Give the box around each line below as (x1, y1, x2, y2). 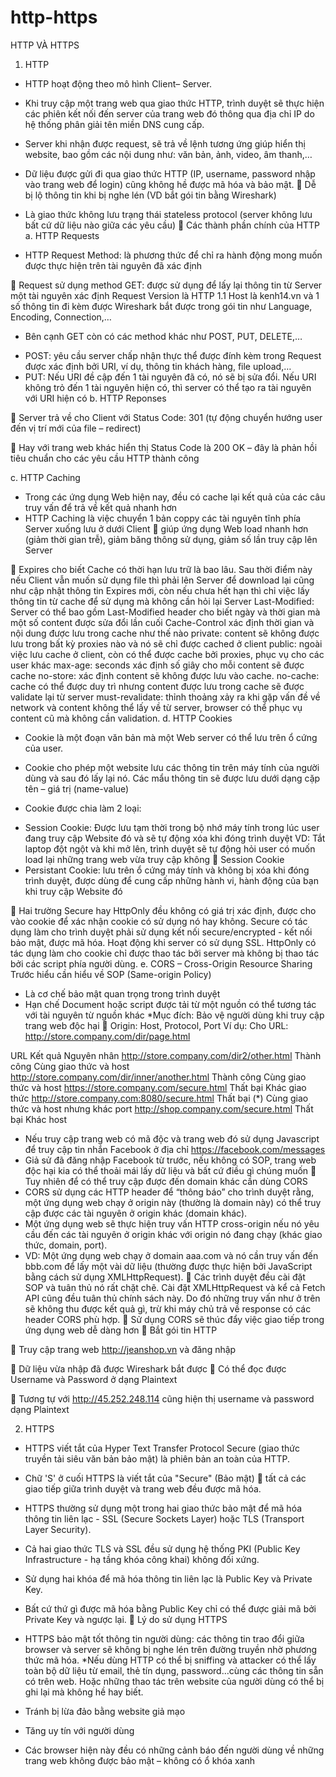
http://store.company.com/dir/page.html (24, 1030, 191, 1042)
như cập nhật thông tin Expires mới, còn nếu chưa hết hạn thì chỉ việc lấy (10, 584, 310, 596)
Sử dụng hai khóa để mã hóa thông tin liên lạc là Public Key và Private (24, 1572, 313, 1585)
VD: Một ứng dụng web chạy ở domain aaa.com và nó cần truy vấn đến (24, 1249, 319, 1261)
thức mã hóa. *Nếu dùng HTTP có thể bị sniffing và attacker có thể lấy (24, 1654, 317, 1666)
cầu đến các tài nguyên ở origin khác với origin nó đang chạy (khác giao (24, 1228, 323, 1240)
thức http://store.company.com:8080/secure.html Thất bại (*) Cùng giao (10, 1092, 309, 1104)
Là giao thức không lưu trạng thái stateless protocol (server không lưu (24, 208, 313, 220)
